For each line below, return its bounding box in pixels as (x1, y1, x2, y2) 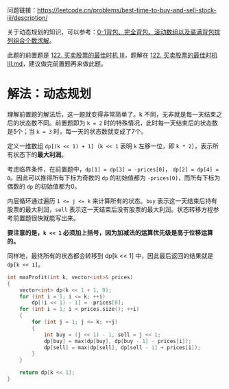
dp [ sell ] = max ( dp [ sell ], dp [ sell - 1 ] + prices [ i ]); (43, 344, 201, 351)
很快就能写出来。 (30, 213, 80, 222)
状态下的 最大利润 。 (12, 150, 67, 158)
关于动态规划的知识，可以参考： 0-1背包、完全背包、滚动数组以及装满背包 (7, 28, 215, 36)
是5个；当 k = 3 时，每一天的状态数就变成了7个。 (7, 127, 147, 135)
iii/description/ (7, 14, 48, 22)
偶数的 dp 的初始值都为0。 (7, 182, 81, 190)
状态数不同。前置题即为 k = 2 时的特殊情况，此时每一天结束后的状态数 (19, 119, 218, 127)
